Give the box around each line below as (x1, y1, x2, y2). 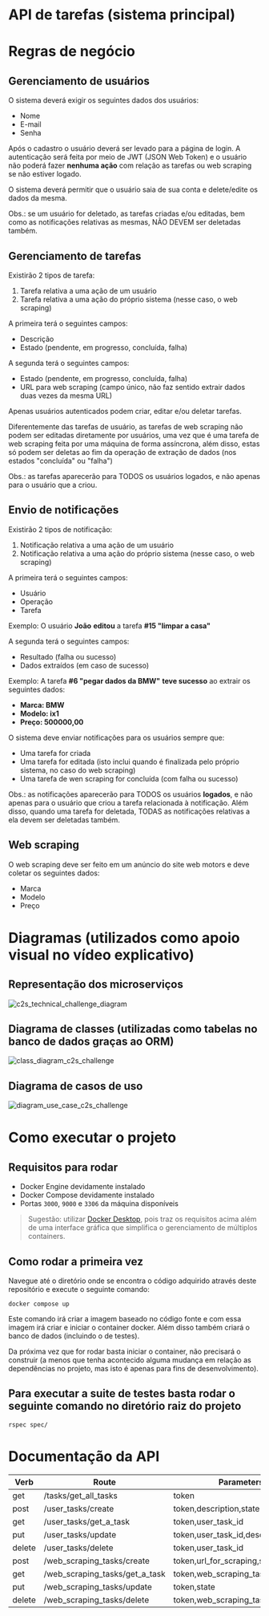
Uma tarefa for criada (19, 748, 91, 757)
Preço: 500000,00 (19, 717, 84, 727)
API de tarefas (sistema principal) (8, 6, 236, 24)
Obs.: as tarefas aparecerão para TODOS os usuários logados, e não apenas (8, 472, 260, 481)
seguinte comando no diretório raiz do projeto (8, 1399, 242, 1413)
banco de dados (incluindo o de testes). (8, 1331, 140, 1341)
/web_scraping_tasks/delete (43, 1594, 150, 1606)
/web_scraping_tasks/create (43, 1555, 151, 1566)
